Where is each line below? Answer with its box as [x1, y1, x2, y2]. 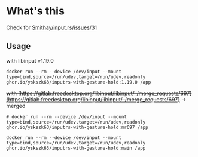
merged [6, 102, 26, 109]
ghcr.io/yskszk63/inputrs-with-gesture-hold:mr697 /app [6, 124, 148, 130]
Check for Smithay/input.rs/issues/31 [6, 24, 98, 31]
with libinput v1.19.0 [6, 57, 54, 64]
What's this [6, 4, 65, 18]
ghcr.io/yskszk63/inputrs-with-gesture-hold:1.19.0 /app [6, 79, 151, 85]
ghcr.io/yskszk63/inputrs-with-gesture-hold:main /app [6, 145, 146, 151]
